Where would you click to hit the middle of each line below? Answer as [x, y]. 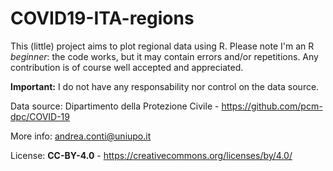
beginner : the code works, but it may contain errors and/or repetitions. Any [164, 56]
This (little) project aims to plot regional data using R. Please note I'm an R [162, 46]
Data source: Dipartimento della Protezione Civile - [115, 106]
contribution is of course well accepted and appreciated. [127, 67]
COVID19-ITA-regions [102, 18]
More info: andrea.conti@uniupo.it [81, 136]
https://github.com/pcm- [272, 106]
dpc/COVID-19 [40, 116]
